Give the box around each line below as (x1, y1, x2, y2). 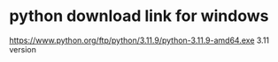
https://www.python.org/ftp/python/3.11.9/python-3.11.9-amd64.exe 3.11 (9, 35, 270, 45)
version (9, 44, 37, 54)
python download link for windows (9, 6, 269, 26)
